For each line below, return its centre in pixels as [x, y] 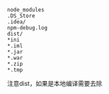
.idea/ [17, 22]
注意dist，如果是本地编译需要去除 [54, 83]
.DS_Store [21, 16]
